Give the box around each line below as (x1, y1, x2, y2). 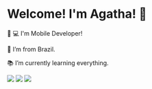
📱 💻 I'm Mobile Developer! (7, 29, 83, 37)
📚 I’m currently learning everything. (7, 58, 109, 67)
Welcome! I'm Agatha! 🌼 (7, 6, 147, 22)
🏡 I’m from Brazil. (7, 44, 56, 53)
